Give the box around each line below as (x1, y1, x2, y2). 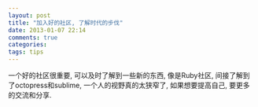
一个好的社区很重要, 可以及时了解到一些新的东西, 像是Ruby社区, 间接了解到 (8, 71, 250, 79)
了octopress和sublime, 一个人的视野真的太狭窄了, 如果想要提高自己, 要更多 (8, 80, 250, 90)
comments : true (8, 33, 58, 42)
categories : (8, 41, 47, 49)
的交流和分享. (8, 90, 53, 99)
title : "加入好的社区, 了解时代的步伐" (8, 19, 123, 27)
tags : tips (8, 48, 44, 56)
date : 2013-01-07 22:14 (8, 26, 87, 34)
